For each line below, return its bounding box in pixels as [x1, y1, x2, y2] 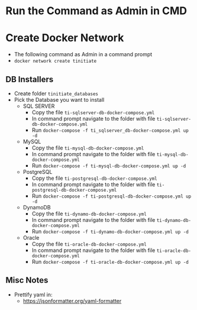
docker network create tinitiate [14, 58, 97, 64]
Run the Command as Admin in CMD [5, 4, 188, 18]
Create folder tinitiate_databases [14, 90, 99, 97]
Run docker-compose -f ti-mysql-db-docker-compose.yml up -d [31, 162, 186, 169]
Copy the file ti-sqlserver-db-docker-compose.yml [31, 108, 155, 116]
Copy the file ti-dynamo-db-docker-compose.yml [31, 210, 147, 217]
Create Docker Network [5, 31, 124, 45]
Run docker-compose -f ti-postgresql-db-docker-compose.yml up [31, 192, 192, 199]
